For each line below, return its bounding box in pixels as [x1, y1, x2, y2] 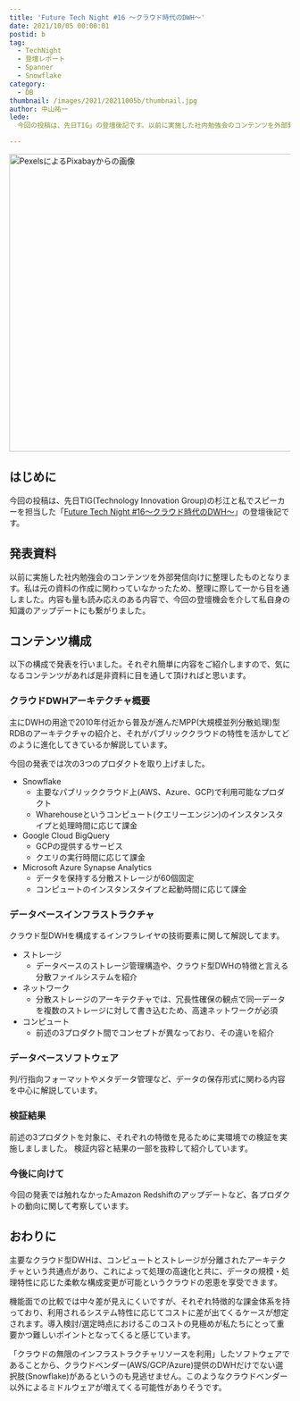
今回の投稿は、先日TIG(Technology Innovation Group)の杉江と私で [9, 495, 254, 506]
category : [9, 80, 46, 88]
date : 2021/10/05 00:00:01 [9, 21, 110, 30]
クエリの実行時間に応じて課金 [35, 852, 146, 862]
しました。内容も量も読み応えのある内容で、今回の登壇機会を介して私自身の [9, 593, 291, 604]
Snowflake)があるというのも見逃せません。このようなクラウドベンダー [28, 1371, 288, 1381]
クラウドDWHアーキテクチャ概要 [9, 694, 151, 707]
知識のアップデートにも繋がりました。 [9, 605, 150, 616]
